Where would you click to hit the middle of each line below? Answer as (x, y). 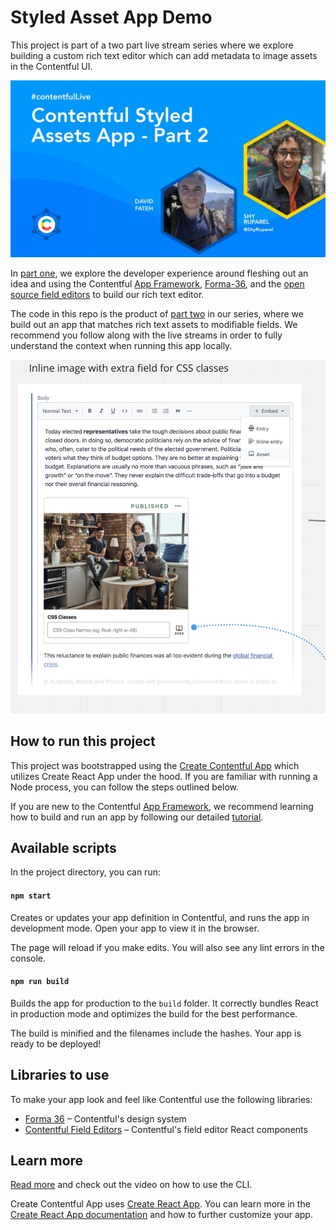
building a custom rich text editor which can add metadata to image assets (164, 55)
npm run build (40, 982)
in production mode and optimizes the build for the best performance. (154, 1013)
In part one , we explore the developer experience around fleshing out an (159, 273)
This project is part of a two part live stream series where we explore (152, 45)
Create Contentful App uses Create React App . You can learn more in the (160, 1204)
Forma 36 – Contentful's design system (105, 1118)
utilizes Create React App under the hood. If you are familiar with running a (164, 776)
